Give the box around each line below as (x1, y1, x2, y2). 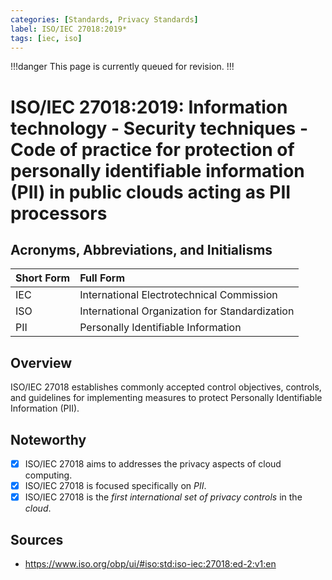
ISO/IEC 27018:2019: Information (10, 96, 288, 118)
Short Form (15, 271, 71, 285)
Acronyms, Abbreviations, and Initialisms (10, 241, 273, 258)
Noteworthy (10, 431, 87, 448)
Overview (10, 354, 73, 371)
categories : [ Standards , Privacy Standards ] (10, 14, 199, 25)
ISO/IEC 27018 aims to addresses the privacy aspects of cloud (24, 458, 282, 470)
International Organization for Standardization (79, 304, 295, 318)
